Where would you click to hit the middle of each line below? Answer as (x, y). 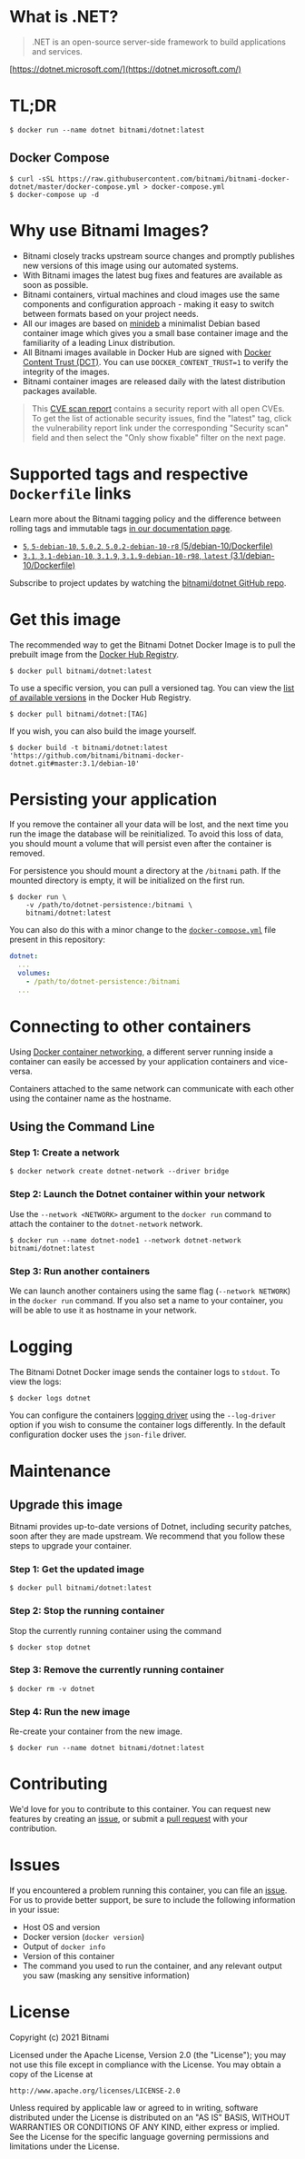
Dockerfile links (70, 493)
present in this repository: (58, 940)
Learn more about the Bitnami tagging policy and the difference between (145, 519)
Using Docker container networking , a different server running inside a (142, 1052)
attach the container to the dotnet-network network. (106, 1223)
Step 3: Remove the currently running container (117, 1670)
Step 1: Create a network (64, 1153)
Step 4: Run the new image (70, 1711)
